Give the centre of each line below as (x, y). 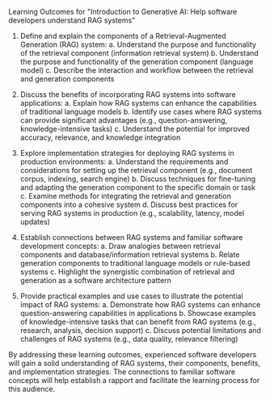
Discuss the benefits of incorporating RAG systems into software (128, 95)
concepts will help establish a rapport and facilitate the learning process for (134, 380)
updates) (35, 222)
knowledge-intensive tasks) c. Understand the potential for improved (135, 129)
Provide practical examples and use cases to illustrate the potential (132, 296)
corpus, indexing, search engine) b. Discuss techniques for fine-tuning (138, 179)
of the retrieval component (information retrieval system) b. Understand (139, 53)
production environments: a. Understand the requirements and (124, 162)
